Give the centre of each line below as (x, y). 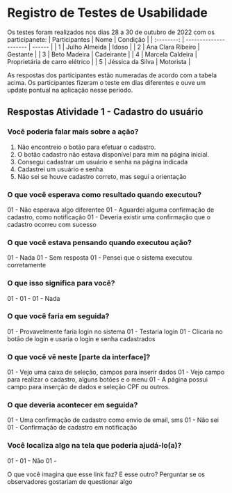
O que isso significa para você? (61, 283)
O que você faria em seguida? (58, 316)
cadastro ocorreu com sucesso (52, 224)
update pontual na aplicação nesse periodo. (70, 90)
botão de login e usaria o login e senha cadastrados (81, 338)
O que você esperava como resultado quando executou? (105, 194)
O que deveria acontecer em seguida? (73, 405)
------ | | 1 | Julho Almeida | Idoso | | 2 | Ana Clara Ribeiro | (116, 47)
